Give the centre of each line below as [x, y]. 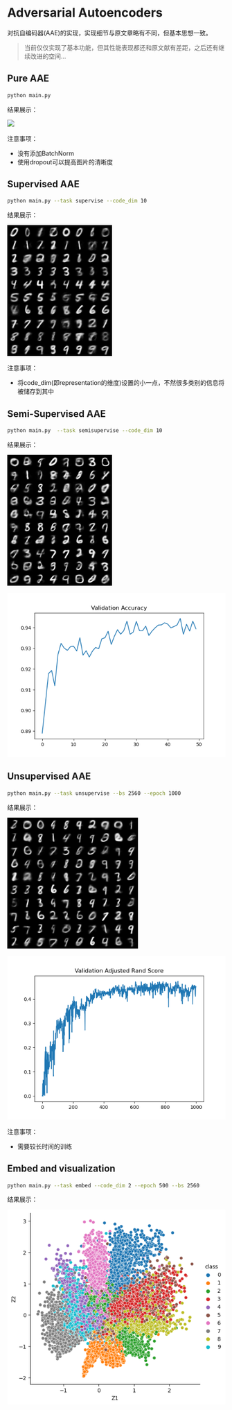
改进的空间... [48, 56]
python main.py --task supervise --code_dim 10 [77, 201]
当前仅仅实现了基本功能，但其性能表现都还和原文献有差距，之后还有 [121, 47]
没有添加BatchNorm [46, 153]
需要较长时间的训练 [45, 1146]
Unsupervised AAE [49, 776]
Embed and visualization [61, 1169]
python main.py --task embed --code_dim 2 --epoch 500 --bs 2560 [103, 1185]
